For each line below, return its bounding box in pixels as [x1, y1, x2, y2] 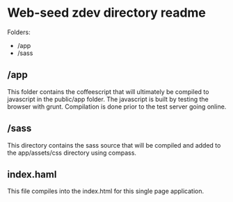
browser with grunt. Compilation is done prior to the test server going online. [7, 102, 227, 111]
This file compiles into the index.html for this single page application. [7, 187, 204, 196]
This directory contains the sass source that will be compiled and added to [7, 141, 221, 149]
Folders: [7, 28, 31, 36]
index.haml [7, 169, 57, 180]
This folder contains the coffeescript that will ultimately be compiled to [7, 87, 209, 95]
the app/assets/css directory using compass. [7, 148, 137, 157]
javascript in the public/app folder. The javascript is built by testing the [7, 95, 209, 103]
